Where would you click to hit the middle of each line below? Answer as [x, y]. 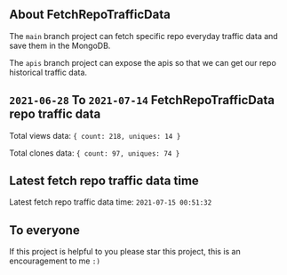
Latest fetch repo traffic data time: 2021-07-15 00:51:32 [111, 202]
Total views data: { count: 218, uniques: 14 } [95, 135]
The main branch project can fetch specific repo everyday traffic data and [143, 36]
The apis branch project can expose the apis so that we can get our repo [143, 62]
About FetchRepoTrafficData [90, 15]
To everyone [44, 230]
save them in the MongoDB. [60, 45]
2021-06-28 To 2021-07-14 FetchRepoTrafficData [142, 100]
